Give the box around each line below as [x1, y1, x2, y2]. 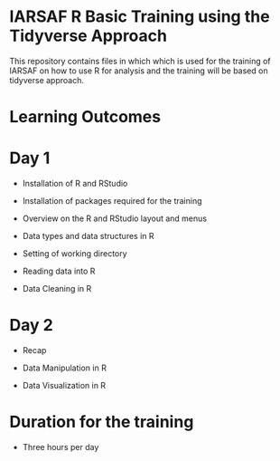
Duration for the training [9, 412, 194, 432]
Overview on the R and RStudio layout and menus [22, 213, 208, 224]
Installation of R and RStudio [22, 178, 128, 189]
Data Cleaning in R [22, 283, 92, 294]
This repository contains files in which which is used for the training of [9, 55, 271, 66]
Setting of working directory [22, 248, 128, 259]
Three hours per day [22, 441, 99, 452]
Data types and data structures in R [22, 231, 155, 242]
